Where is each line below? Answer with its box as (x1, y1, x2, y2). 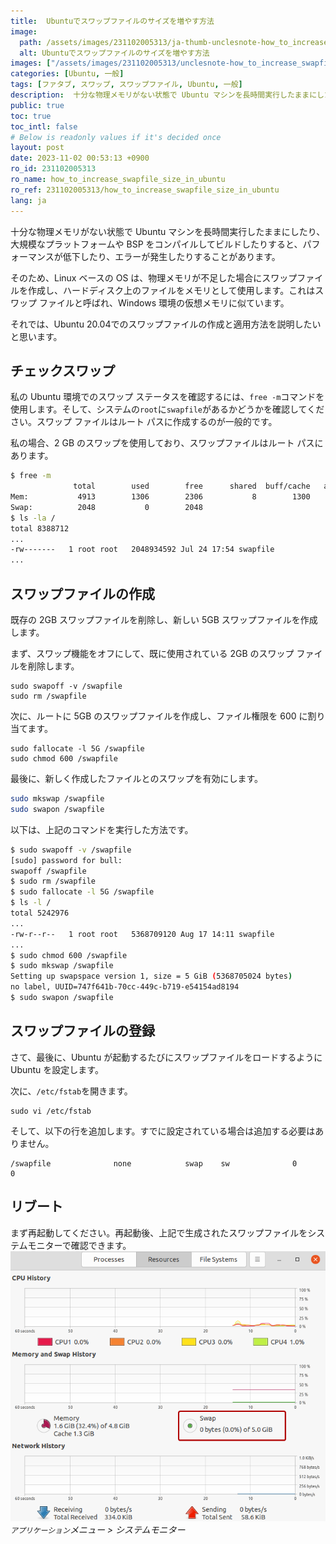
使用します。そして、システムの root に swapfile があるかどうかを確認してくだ (10, 403, 325, 415)
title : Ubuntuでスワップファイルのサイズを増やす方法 (10, 16, 215, 26)
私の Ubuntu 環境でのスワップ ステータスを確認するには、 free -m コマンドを (10, 391, 325, 403)
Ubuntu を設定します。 (10, 1063, 104, 1075)
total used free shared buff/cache (73, 481, 311, 492)
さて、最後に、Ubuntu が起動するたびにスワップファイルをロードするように (10, 1051, 323, 1063)
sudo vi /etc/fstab (10, 1106, 92, 1116)
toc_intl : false (10, 121, 78, 132)
